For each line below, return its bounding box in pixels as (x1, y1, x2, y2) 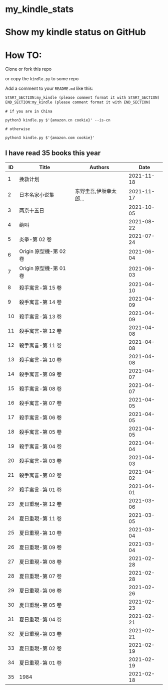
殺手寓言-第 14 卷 (19, 299, 62, 306)
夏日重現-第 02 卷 (19, 645, 62, 652)
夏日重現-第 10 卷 (19, 529, 62, 536)
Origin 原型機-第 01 (19, 264, 66, 271)
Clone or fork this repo (5, 66, 52, 72)
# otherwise (5, 126, 30, 131)
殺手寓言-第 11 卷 (19, 342, 62, 349)
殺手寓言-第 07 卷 (19, 399, 62, 406)
